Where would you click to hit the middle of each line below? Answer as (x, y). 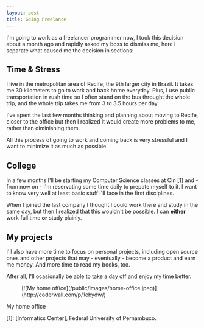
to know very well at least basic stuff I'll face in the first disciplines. (90, 193)
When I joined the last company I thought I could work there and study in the (102, 205)
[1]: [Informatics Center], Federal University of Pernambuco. (82, 318)
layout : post (23, 13)
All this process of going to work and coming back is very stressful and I (97, 140)
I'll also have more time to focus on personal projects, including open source (102, 251)
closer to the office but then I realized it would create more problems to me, (101, 122)
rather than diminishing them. (43, 128)
